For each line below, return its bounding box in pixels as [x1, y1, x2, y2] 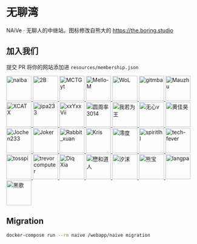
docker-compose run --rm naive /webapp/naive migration [6, 232, 150, 238]
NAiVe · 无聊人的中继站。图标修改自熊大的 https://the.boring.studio [6, 27, 174, 34]
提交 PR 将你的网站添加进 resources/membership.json [6, 63, 139, 70]
